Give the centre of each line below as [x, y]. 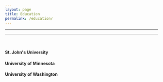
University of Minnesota [30, 63]
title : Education [23, 14]
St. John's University [27, 52]
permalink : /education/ [29, 18]
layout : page [18, 9]
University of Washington [32, 74]
